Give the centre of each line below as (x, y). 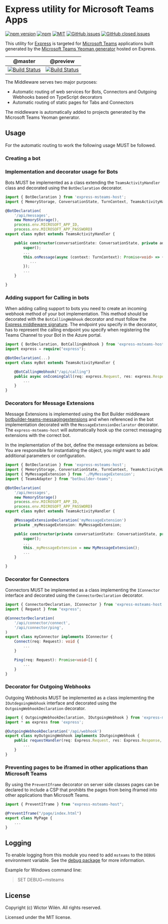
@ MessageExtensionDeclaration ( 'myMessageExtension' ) (70, 520)
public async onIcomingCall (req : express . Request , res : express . (84, 376)
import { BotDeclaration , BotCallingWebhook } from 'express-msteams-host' (86, 344)
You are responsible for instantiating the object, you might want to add (77, 450)
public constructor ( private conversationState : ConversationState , (86, 534)
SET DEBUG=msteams (40, 880)
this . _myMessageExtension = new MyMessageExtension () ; (81, 548)
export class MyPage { (29, 818)
